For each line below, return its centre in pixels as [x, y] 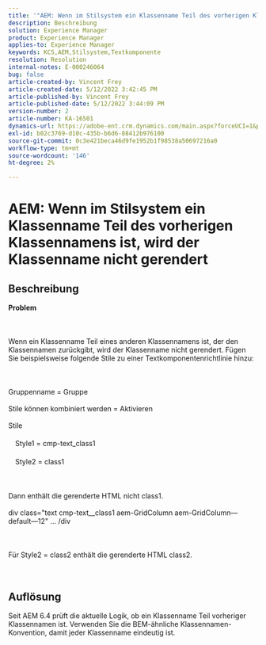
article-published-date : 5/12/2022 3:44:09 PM [86, 104]
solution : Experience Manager [58, 30]
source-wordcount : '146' [49, 155]
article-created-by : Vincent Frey [65, 82]
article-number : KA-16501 [51, 119]
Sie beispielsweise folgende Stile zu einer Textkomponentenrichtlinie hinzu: [131, 358]
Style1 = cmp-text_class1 [55, 444]
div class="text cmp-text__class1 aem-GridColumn [91, 513]
